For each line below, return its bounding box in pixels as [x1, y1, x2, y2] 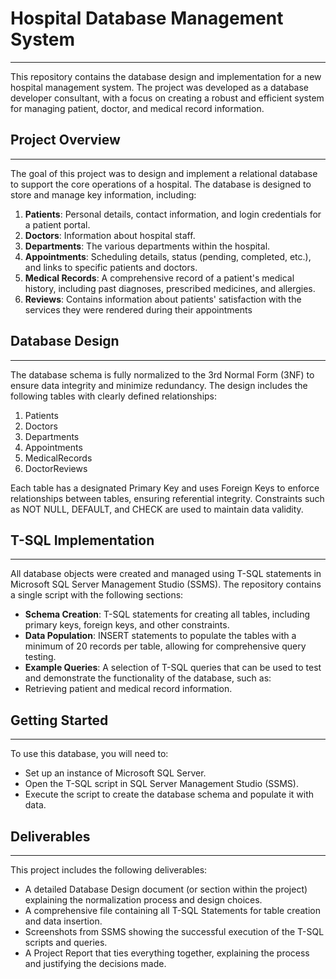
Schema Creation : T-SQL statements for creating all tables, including [24, 608, 311, 621]
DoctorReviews [24, 462, 88, 474]
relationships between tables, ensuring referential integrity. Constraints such [10, 492, 325, 504]
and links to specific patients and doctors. [24, 261, 198, 273]
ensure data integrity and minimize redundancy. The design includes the [10, 379, 308, 391]
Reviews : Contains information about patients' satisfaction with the [24, 293, 302, 305]
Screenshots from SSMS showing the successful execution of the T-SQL [24, 926, 325, 937]
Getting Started [10, 712, 109, 729]
